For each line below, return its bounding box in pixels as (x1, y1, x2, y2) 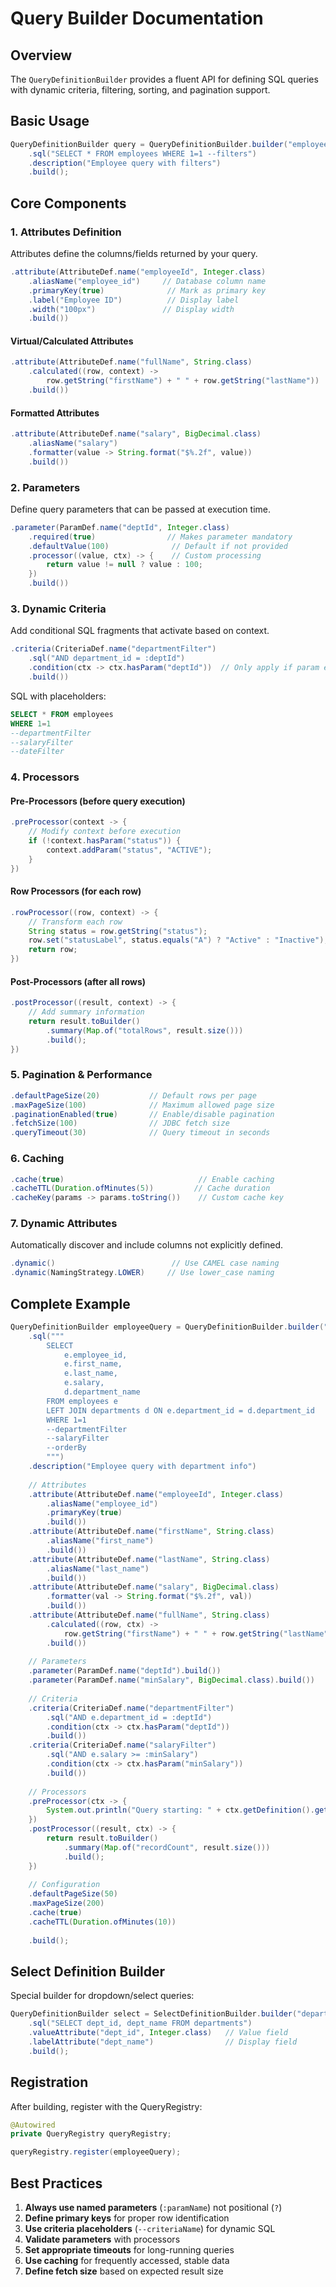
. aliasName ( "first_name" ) (46, 1536, 155, 1546)
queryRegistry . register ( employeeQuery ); (10, 2147, 182, 2157)
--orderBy (46, 1443, 87, 1453)
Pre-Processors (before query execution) (10, 795, 186, 807)
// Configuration (28, 1880, 101, 1890)
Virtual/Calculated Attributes (10, 335, 134, 347)
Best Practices (10, 2175, 103, 2192)
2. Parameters (10, 480, 81, 494)
